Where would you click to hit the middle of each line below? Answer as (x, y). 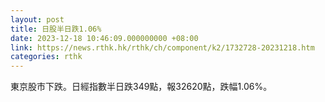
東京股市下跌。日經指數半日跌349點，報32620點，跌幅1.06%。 (141, 87)
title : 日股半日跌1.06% (56, 29)
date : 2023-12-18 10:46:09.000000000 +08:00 (104, 38)
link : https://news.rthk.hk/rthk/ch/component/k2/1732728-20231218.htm (162, 47)
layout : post (37, 19)
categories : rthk (46, 57)
